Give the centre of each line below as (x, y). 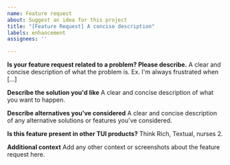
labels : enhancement (37, 33)
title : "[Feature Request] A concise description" (81, 26)
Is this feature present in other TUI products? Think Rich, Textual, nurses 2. (115, 134)
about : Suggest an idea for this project (67, 20)
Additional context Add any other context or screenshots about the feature (114, 147)
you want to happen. (36, 100)
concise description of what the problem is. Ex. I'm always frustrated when (113, 72)
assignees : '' (27, 39)
